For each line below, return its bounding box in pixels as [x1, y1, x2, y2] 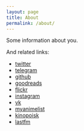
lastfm [14, 118, 31, 126]
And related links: [6, 49, 50, 56]
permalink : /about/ [6, 20, 55, 26]
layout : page [6, 8, 39, 15]
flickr [14, 86, 28, 93]
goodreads [14, 79, 42, 87]
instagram [14, 92, 40, 100]
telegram [14, 67, 37, 74]
